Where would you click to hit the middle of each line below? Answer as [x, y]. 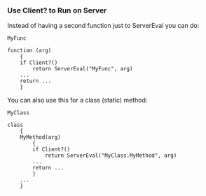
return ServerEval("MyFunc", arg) [83, 69]
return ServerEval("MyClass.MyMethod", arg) [111, 156]
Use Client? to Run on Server [57, 10]
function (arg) [29, 51]
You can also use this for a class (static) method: [77, 100]
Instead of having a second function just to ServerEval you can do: [103, 26]
